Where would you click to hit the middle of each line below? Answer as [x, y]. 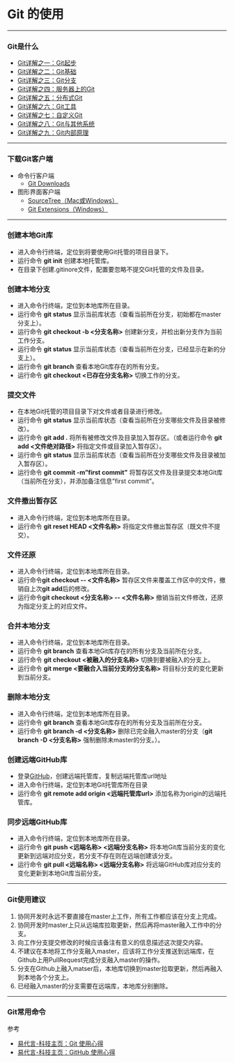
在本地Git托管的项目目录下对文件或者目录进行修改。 [92, 411]
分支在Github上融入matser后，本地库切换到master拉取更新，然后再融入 [120, 968]
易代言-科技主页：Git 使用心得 [60, 1043]
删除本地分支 [29, 697]
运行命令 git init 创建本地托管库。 [65, 260]
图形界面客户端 [39, 192]
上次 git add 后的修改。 [61, 589]
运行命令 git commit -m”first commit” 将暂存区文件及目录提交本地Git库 [120, 473]
